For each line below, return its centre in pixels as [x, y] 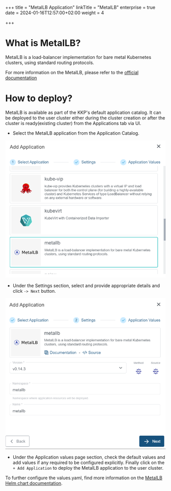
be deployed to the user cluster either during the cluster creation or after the [85, 118]
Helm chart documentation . [34, 483]
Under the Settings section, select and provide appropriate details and [86, 285]
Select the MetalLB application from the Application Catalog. [76, 133]
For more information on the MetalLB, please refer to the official [72, 72]
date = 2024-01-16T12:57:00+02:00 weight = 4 [55, 13]
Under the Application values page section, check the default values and [89, 457]
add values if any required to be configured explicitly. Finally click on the [89, 463]
